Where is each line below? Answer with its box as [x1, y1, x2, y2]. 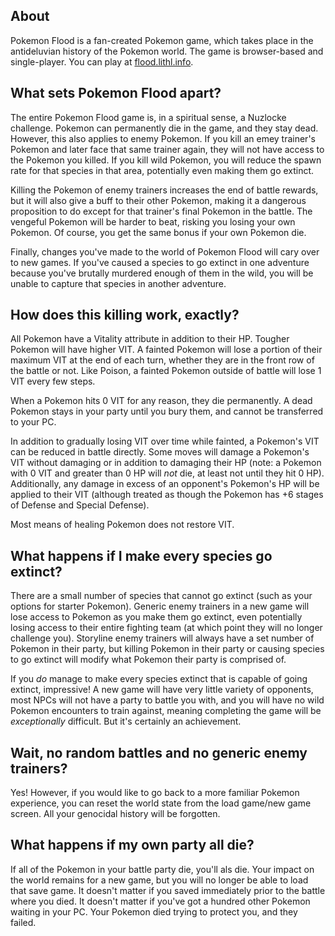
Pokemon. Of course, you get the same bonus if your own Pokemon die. [10, 226, 307, 238]
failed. [10, 916, 37, 928]
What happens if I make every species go [10, 547, 273, 564]
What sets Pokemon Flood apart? [10, 85, 222, 102]
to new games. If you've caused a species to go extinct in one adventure [10, 256, 310, 268]
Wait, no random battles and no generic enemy [10, 744, 308, 761]
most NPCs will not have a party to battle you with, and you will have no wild [10, 694, 325, 706]
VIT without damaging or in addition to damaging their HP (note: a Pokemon [10, 457, 322, 469]
